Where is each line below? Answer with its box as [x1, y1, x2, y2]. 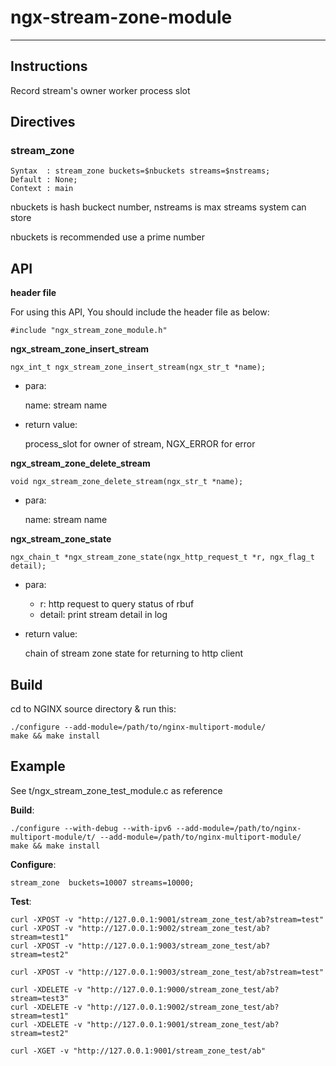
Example [10, 758, 66, 775]
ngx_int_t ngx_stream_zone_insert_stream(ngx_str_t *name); [10, 362, 267, 373]
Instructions [10, 58, 88, 75]
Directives [10, 114, 76, 131]
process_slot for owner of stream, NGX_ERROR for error [24, 438, 256, 450]
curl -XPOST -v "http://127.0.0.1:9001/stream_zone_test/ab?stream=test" [10, 914, 325, 925]
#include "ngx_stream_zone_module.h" [10, 326, 168, 336]
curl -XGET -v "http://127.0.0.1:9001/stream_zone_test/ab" [10, 1046, 267, 1056]
